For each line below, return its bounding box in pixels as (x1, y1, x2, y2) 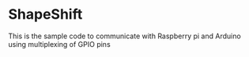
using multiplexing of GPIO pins (8, 39, 111, 48)
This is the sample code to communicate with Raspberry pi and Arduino (8, 31, 241, 41)
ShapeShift (8, 5, 83, 23)
